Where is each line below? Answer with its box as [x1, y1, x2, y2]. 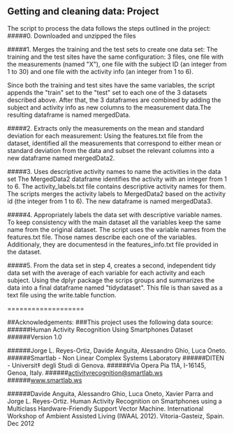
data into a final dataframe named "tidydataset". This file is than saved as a [7, 283, 224, 292]
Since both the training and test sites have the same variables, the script [7, 80, 215, 89]
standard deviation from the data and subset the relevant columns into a [7, 146, 215, 154]
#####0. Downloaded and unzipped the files [7, 31, 136, 40]
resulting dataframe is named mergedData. [7, 110, 131, 119]
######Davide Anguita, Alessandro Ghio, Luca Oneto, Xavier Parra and [7, 389, 214, 397]
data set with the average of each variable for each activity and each [7, 268, 205, 277]
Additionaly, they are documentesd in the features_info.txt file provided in [7, 240, 219, 249]
